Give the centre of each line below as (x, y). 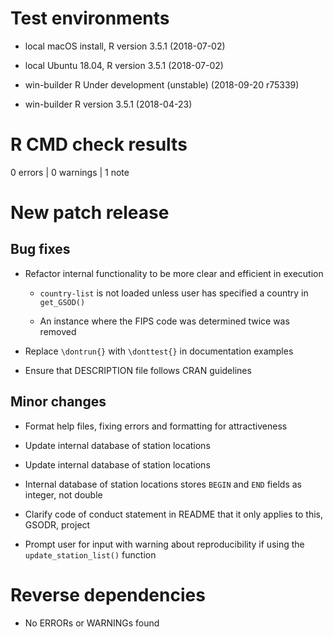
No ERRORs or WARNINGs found (92, 623)
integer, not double (63, 494)
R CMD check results (99, 144)
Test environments (90, 18)
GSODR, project (57, 524)
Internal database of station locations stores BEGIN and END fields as (163, 484)
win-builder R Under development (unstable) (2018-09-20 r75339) (162, 84)
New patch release (90, 213)
